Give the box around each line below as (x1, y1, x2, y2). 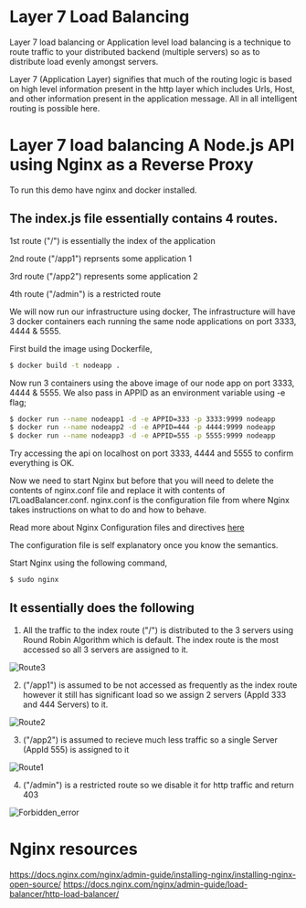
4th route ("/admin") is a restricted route (9, 288, 162, 299)
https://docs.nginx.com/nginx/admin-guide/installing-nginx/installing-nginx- (9, 869, 297, 880)
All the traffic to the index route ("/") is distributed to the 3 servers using (22, 624, 294, 636)
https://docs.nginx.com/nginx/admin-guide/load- (63, 879, 248, 890)
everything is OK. (9, 458, 75, 469)
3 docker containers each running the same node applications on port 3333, (9, 315, 297, 326)
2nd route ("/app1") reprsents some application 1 (9, 253, 192, 264)
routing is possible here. (9, 102, 100, 113)
